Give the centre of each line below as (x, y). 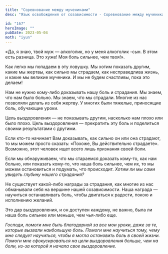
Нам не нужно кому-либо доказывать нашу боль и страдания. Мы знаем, (84, 92)
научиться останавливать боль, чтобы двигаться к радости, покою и (79, 195)
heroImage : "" (20, 28)
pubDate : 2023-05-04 (27, 33)
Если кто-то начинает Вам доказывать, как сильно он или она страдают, (83, 138)
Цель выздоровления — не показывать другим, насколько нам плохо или (84, 118)
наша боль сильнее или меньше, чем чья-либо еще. (61, 215)
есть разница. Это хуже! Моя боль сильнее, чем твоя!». (65, 57)
